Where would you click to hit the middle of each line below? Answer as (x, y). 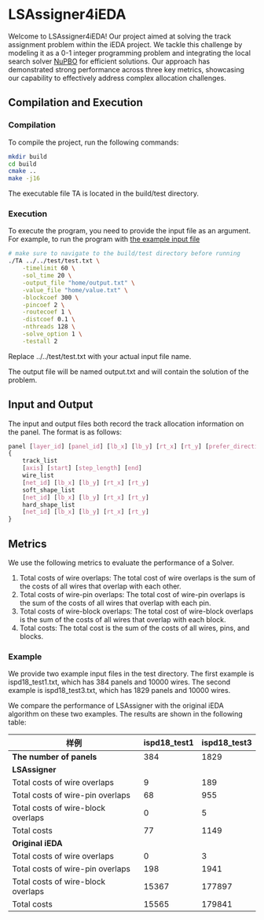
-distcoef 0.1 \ (49, 320)
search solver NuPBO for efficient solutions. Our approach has (109, 61)
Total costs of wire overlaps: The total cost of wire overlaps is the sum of (137, 578)
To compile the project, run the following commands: (93, 142)
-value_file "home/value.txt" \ (75, 290)
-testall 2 (40, 341)
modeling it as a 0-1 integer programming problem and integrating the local (130, 53)
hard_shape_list (49, 504)
